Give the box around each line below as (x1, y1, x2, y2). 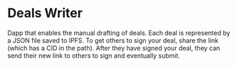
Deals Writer (7, 5, 83, 21)
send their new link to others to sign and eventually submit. (7, 51, 180, 60)
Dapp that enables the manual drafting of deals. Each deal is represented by (7, 29, 231, 37)
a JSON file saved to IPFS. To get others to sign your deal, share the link (7, 36, 218, 44)
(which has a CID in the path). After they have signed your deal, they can (7, 43, 221, 52)
